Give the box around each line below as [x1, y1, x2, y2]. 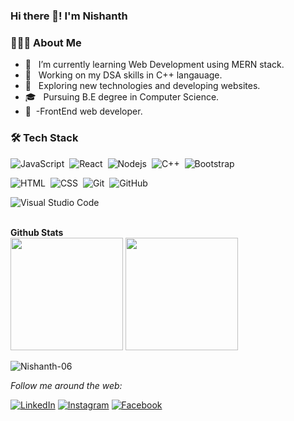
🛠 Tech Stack [10, 131, 79, 145]
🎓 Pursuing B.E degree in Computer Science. [24, 91, 220, 103]
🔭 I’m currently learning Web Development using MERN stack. [24, 59, 285, 71]
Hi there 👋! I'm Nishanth [10, 9, 128, 23]
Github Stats [10, 226, 64, 238]
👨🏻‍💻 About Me [10, 35, 82, 49]
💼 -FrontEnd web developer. [24, 105, 143, 118]
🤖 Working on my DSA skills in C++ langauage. [24, 69, 223, 81]
